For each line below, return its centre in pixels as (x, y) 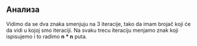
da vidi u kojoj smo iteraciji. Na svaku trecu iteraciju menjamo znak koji (92, 30)
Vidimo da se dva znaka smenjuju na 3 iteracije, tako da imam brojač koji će (99, 24)
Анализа (23, 10)
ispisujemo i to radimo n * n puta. (47, 36)
